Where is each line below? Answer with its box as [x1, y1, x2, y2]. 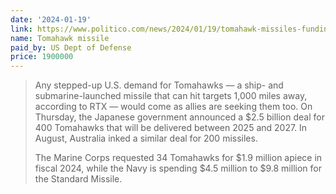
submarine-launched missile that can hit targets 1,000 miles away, [34, 90, 308, 102]
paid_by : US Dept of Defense [10, 42, 132, 53]
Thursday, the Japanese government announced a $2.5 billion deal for [34, 111, 325, 123]
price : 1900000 [10, 52, 74, 62]
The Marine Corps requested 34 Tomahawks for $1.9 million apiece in [34, 152, 323, 164]
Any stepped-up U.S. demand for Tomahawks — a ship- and [34, 79, 284, 91]
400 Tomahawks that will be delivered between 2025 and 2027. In [34, 122, 308, 134]
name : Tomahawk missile [10, 33, 110, 43]
